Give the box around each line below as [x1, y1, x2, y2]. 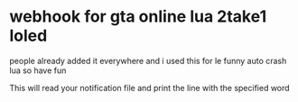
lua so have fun [9, 65, 67, 76]
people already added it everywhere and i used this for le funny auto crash [9, 55, 287, 66]
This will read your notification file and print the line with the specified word [9, 82, 291, 93]
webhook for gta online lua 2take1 [9, 6, 267, 27]
